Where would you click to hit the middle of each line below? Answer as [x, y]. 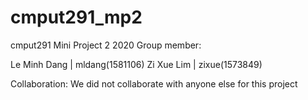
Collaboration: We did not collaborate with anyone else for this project [154, 83]
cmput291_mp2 [76, 17]
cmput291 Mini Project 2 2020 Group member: [106, 45]
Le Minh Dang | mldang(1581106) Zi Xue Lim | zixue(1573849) [136, 64]
